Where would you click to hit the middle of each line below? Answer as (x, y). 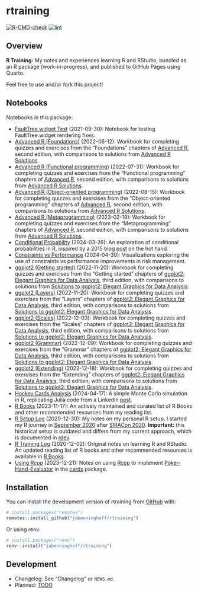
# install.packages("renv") (41, 541)
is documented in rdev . (43, 437)
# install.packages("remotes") (45, 513)
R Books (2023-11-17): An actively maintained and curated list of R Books (103, 406)
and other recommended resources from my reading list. (84, 412)
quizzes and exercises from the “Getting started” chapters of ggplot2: (100, 273)
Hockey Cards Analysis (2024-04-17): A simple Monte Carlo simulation (101, 393)
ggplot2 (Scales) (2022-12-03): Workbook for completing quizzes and (100, 318)
